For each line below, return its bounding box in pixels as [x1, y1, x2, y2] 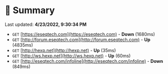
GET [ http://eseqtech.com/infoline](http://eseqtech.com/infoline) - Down [12, 58, 163, 64]
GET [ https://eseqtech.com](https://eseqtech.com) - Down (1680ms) [12, 31, 155, 37]
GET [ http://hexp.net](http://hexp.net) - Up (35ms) [12, 47, 116, 53]
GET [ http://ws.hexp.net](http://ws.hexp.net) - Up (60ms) [12, 53, 131, 59]
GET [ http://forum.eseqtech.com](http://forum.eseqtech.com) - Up [12, 36, 151, 43]
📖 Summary [5, 5, 55, 16]
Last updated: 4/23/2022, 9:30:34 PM [5, 21, 87, 27]
